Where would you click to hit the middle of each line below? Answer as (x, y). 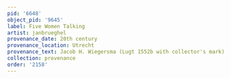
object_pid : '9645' (35, 20)
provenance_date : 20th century (52, 39)
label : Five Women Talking (46, 26)
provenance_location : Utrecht (51, 45)
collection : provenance (42, 58)
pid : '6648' (24, 13)
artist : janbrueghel (37, 33)
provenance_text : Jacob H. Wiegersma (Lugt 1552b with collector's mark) (116, 52)
